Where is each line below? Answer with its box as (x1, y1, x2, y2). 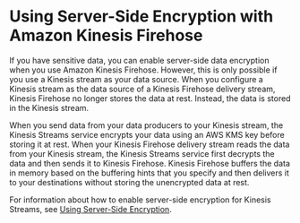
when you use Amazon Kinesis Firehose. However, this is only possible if (9, 64, 278, 75)
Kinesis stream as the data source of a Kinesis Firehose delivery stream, (9, 83, 276, 94)
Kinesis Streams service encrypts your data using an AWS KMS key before (9, 129, 285, 140)
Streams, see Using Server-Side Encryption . (9, 203, 172, 214)
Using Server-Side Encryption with (9, 6, 274, 27)
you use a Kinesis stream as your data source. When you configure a (9, 73, 264, 84)
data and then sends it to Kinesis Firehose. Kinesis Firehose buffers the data (9, 158, 291, 168)
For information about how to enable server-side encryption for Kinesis (9, 194, 271, 205)
